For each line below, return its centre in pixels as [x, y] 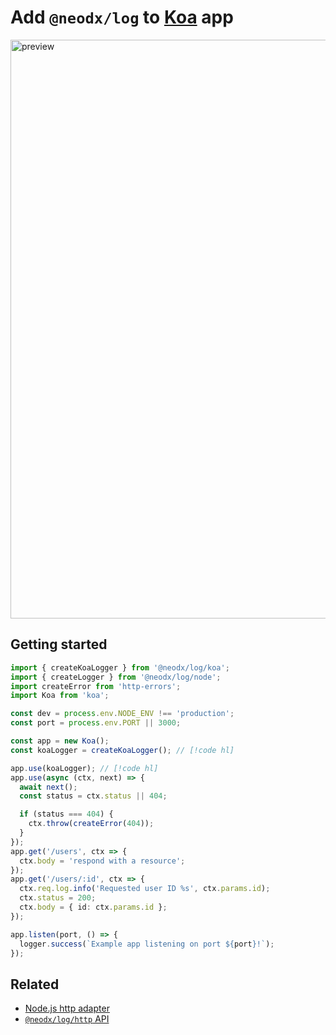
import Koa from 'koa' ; [60, 696]
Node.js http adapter [67, 1008]
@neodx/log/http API [67, 1019]
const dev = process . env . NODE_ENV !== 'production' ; [122, 714]
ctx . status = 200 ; [58, 898]
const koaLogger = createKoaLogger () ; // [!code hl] [122, 750]
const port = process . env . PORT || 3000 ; [96, 723]
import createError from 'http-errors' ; [96, 686]
